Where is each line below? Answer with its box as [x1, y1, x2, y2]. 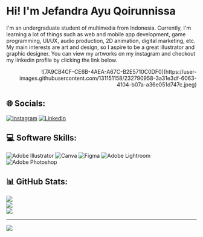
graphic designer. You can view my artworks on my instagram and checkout [6, 50, 196, 57]
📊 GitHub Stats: [6, 177, 68, 187]
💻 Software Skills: [6, 133, 77, 143]
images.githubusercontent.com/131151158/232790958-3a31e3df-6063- [19, 74, 197, 82]
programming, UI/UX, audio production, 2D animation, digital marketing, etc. [6, 37, 196, 44]
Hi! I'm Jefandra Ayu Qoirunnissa [6, 4, 176, 18]
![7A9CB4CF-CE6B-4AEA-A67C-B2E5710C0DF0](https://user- [41, 68, 197, 75]
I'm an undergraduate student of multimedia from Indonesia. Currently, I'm [6, 24, 192, 31]
